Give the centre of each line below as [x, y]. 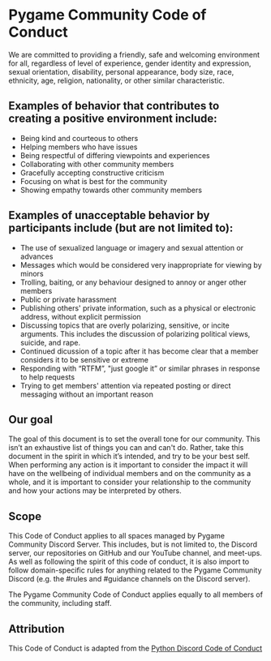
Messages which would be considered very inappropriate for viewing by [141, 264]
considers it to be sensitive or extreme [84, 359]
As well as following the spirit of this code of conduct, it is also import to [129, 562]
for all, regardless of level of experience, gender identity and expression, [130, 63]
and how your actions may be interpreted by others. [95, 491]
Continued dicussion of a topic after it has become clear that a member [139, 351]
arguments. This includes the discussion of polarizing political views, [135, 333]
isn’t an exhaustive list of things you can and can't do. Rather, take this [126, 448]
